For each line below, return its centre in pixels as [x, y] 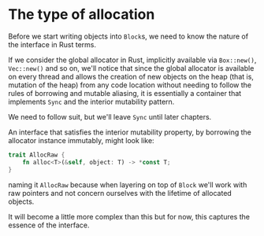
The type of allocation [82, 15]
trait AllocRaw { [37, 155]
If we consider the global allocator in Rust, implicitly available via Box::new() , [132, 60]
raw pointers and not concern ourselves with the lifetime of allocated [120, 193]
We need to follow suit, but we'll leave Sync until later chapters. [110, 116]
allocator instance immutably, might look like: [82, 140]
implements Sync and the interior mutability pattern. [91, 101]
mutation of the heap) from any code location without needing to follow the [130, 85]
